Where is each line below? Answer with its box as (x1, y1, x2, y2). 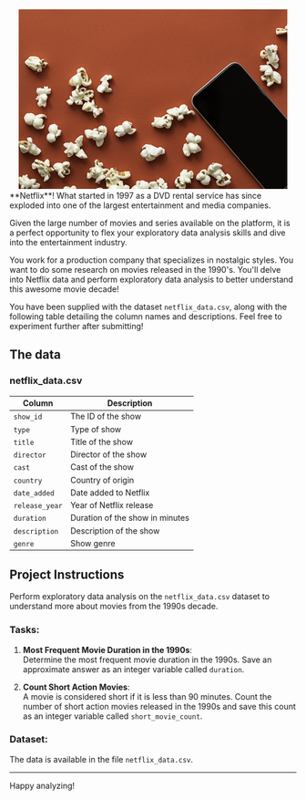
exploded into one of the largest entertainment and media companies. (9, 200, 271, 211)
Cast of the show (69, 462, 135, 473)
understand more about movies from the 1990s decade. (9, 601, 219, 612)
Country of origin (69, 474, 135, 485)
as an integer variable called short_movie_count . (22, 711, 203, 722)
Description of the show (69, 525, 160, 536)
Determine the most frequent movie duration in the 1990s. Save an (22, 654, 272, 665)
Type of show (69, 423, 122, 434)
